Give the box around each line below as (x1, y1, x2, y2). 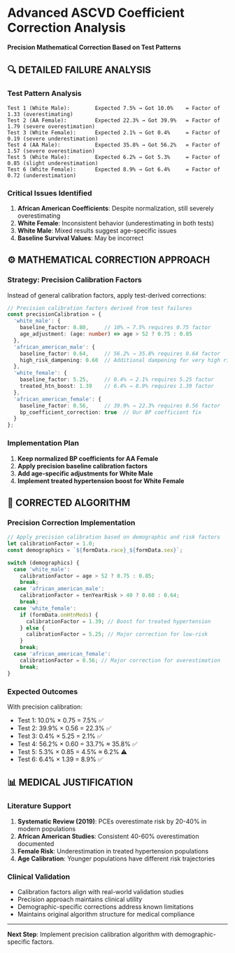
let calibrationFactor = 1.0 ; (7, 541, 96, 548)
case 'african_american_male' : (13, 585, 105, 592)
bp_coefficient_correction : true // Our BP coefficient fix (20, 408, 201, 416)
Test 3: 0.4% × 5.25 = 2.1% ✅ (17, 732, 103, 740)
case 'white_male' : (13, 566, 71, 573)
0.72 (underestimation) (7, 172, 77, 179)
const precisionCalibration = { (7, 311, 101, 318)
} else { (20, 625, 45, 632)
